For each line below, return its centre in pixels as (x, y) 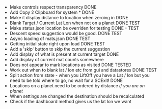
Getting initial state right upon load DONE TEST (57, 44)
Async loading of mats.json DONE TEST (50, 38)
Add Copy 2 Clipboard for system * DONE (52, 12)
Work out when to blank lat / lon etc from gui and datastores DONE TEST (83, 70)
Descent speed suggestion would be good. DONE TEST (66, 33)
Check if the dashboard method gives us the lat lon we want (70, 101)
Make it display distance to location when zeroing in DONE (69, 18)
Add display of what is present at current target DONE (64, 54)
